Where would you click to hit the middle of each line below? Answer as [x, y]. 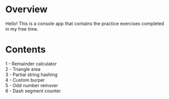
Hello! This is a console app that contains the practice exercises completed [85, 23]
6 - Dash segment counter [33, 91]
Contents [26, 50]
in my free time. [22, 29]
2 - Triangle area [23, 69]
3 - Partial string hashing [32, 75]
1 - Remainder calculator [31, 64]
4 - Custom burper [25, 80]
